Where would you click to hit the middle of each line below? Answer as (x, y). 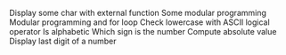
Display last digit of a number (63, 41)
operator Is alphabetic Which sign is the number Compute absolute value (143, 31)
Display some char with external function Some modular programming (138, 13)
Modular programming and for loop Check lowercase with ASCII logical (139, 22)
